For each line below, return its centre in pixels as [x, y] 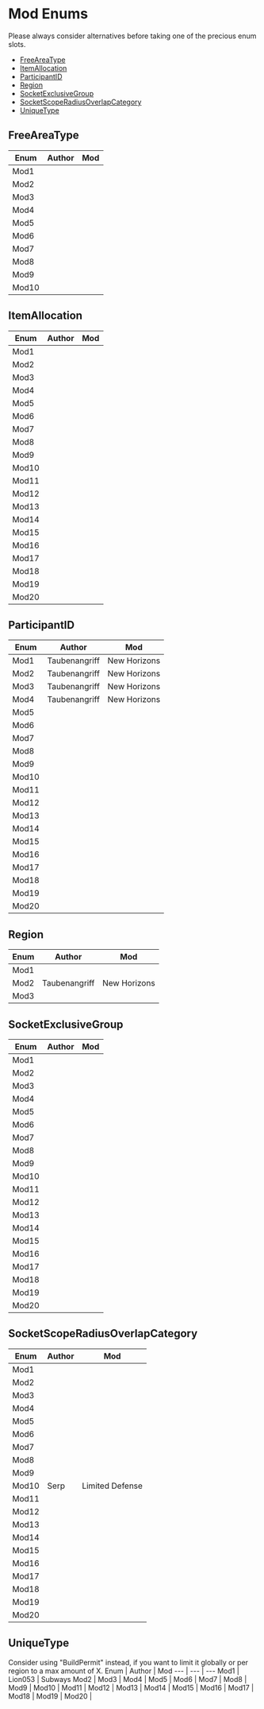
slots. [17, 44]
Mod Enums [48, 14]
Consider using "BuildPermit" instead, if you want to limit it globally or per [128, 1662]
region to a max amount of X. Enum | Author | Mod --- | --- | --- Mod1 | [124, 1671]
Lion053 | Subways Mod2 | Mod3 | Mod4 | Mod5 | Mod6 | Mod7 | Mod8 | [128, 1679]
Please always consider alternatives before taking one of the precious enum [132, 36]
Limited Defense [112, 1486]
